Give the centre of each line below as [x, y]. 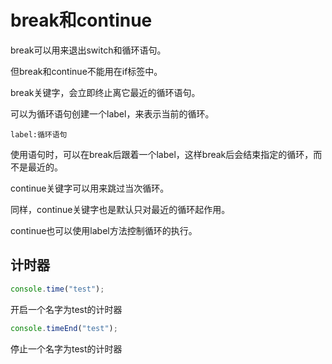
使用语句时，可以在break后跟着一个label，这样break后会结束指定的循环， [162, 154]
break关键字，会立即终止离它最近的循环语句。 [105, 92]
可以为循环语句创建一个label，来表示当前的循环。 [112, 113]
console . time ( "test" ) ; [57, 289]
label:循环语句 [39, 134]
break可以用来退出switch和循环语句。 [88, 50]
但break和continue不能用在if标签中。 [86, 71]
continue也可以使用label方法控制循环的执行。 [104, 230]
